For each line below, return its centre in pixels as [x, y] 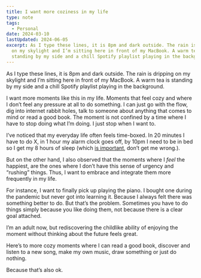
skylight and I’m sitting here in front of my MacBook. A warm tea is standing [100, 80]
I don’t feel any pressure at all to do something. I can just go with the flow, [97, 104]
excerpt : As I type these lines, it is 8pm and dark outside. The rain [97, 46]
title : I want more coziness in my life [57, 12]
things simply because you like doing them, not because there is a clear [95, 209]
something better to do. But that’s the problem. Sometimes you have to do [97, 203]
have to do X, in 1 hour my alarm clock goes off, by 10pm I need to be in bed [100, 141]
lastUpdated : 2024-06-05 [37, 40]
